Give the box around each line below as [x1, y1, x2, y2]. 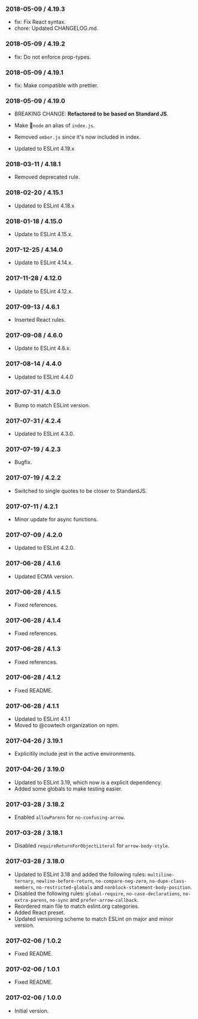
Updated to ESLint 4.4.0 [14, 373, 74, 380]
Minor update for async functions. [14, 516, 99, 523]
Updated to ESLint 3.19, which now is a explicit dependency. [14, 779, 162, 786]
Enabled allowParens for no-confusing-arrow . [14, 814, 125, 821]
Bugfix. [14, 459, 32, 466]
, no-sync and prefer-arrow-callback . [46, 896, 139, 903]
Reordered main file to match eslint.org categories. [14, 902, 140, 910]
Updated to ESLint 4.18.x [14, 202, 75, 209]
